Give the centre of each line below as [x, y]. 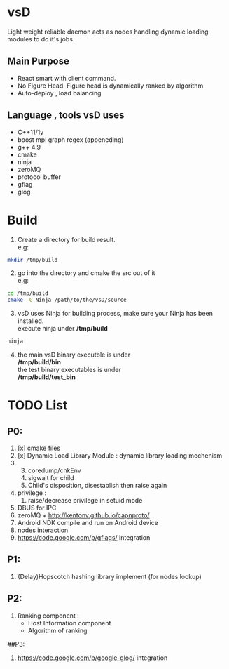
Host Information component [69, 623]
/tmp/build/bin [39, 362]
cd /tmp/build [28, 293]
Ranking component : [48, 616]
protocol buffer [39, 177]
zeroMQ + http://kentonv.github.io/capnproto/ [83, 515]
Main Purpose [39, 61]
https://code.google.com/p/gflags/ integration [84, 537]
